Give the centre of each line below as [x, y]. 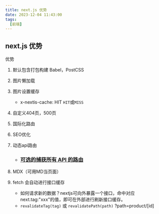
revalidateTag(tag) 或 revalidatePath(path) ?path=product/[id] [87, 206]
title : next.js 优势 [26, 10]
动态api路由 [25, 146]
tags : [11, 19]
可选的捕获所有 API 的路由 [52, 159]
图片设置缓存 [26, 91]
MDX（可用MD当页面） [37, 172]
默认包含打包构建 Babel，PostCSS [48, 70]
